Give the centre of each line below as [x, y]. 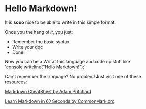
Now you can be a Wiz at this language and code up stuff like [68, 61]
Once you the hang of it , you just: [39, 32]
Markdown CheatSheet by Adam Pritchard [48, 91]
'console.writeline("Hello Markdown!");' [45, 67]
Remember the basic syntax [41, 41]
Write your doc [27, 47]
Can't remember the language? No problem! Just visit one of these [73, 76]
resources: [16, 82]
